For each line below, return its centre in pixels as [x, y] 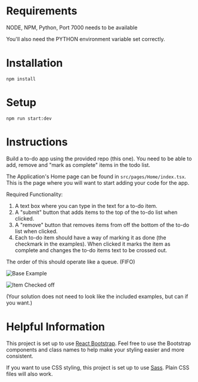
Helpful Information [56, 327]
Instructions [37, 142]
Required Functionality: [35, 194]
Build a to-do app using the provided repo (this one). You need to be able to [99, 159]
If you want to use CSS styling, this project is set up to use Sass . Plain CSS [98, 367]
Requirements [42, 11]
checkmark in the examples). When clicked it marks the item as [93, 244]
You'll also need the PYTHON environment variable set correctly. [86, 39]
